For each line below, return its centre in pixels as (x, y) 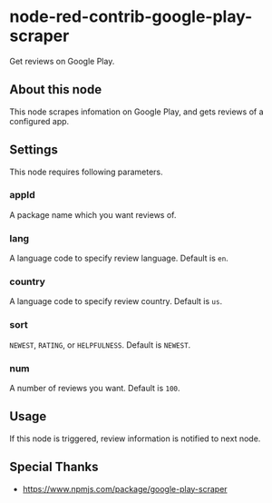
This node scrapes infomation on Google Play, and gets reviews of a (137, 112)
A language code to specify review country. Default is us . (116, 301)
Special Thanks (54, 467)
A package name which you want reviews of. (93, 214)
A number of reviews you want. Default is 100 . (95, 389)
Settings (34, 150)
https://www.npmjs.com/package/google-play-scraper (125, 488)
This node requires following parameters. (86, 172)
